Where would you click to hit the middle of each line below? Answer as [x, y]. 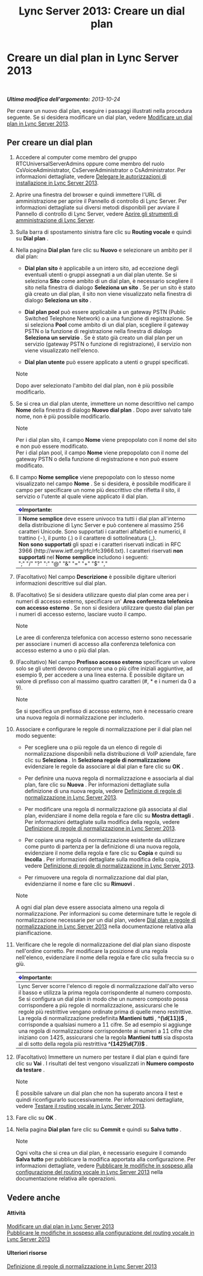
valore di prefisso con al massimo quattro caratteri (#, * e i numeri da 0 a [106, 681]
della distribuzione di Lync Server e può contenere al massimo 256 [101, 525]
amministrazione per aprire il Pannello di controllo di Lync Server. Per [101, 201]
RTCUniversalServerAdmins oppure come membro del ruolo [90, 164]
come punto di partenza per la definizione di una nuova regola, [102, 847]
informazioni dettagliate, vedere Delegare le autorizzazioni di [91, 176]
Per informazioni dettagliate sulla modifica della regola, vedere [102, 822]
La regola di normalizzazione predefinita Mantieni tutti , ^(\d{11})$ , [103, 1018]
